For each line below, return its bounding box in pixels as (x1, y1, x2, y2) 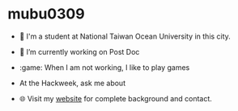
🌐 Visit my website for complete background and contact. (19, 93, 212, 103)
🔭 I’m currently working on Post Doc (19, 47, 140, 56)
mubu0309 (7, 5, 86, 23)
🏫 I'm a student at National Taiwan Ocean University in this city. (19, 31, 232, 41)
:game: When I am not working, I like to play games (19, 62, 190, 72)
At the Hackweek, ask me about (19, 78, 126, 88)
